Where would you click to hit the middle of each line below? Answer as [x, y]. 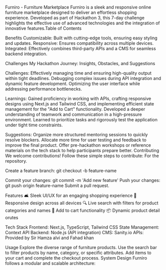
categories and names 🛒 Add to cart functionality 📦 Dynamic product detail [83, 210]
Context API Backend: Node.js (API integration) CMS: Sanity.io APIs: [74, 232]
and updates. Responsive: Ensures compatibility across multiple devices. [79, 43]
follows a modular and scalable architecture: [50, 263]
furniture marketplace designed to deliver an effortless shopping [71, 12]
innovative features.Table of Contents [43, 28]
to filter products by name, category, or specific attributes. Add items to [78, 253]
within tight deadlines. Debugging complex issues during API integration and [83, 78]
